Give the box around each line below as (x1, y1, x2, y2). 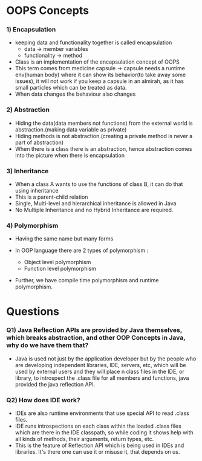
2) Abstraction (6, 105, 50, 114)
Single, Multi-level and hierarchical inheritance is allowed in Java (15, 200, 177, 207)
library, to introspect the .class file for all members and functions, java (15, 374, 189, 382)
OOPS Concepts (6, 4, 90, 18)
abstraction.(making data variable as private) (15, 125, 127, 133)
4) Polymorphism (6, 222, 59, 230)
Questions (6, 304, 59, 318)
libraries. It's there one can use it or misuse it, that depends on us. (15, 448, 180, 456)
